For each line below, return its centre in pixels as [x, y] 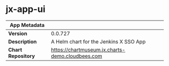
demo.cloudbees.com [76, 56]
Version [18, 33]
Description [23, 41]
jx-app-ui [26, 9]
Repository [22, 56]
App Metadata [27, 25]
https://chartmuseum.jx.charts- [88, 49]
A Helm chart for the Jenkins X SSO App [98, 41]
